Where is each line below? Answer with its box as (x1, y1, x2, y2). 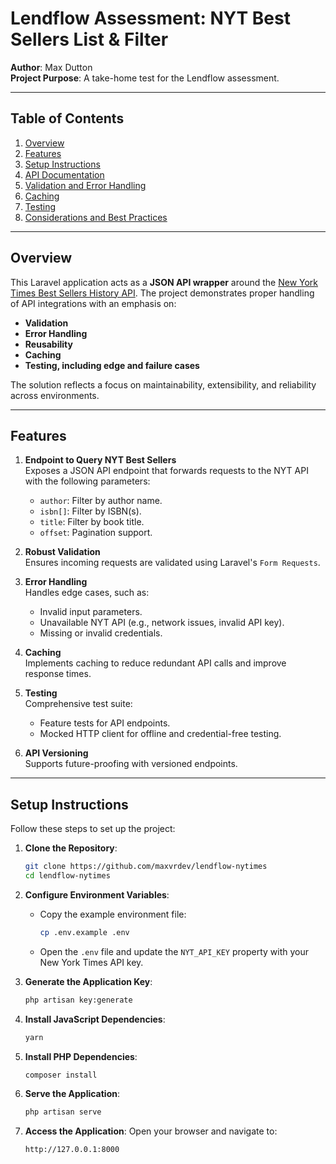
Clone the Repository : (24, 842, 118, 854)
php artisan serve (24, 1107, 102, 1117)
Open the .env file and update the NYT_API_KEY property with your (39, 945, 310, 957)
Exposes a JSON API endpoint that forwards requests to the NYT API (24, 465, 309, 477)
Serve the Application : (24, 1088, 121, 1100)
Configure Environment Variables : (24, 888, 170, 901)
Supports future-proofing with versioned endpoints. (24, 758, 238, 770)
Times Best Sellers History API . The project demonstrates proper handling (10, 287, 315, 299)
